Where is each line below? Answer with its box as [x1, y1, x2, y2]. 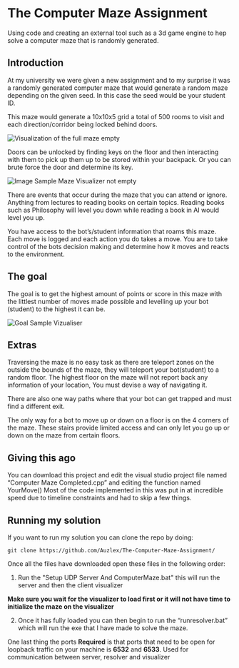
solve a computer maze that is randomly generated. [7, 36, 159, 44]
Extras [7, 339, 37, 351]
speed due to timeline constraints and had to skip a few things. [7, 494, 192, 502]
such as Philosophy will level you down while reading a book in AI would [7, 206, 220, 214]
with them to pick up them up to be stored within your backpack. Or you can [7, 155, 232, 163]
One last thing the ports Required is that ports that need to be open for [7, 637, 215, 646]
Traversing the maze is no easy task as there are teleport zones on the [7, 358, 215, 367]
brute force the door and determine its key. [7, 163, 133, 171]
